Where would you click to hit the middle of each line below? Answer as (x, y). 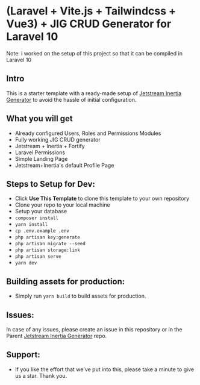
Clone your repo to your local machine (62, 205)
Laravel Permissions (40, 152)
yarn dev (26, 263)
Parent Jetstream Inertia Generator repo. (57, 336)
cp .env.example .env (42, 231)
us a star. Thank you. (41, 375)
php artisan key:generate (47, 237)
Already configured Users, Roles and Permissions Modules (88, 133)
